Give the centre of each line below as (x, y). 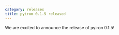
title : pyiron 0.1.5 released (36, 14)
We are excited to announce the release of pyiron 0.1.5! (60, 27)
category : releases (25, 9)
